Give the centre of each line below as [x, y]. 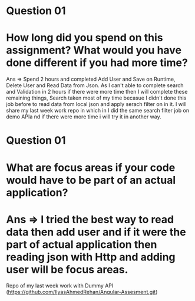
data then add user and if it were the [96, 232]
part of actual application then [82, 244]
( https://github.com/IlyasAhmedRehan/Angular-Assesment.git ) [82, 292]
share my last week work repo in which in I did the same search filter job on [98, 111]
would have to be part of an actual [91, 180]
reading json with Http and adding [91, 257]
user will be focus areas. [67, 269]
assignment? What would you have [94, 50]
